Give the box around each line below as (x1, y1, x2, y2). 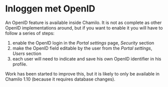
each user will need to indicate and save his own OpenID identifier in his (12, 55, 161, 61)
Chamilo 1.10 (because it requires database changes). (5, 76, 115, 82)
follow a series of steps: (5, 30, 55, 36)
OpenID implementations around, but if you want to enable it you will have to (5, 24, 163, 30)
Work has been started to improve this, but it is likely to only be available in (5, 70, 159, 76)
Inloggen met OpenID (5, 3, 95, 14)
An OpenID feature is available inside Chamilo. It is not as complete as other (5, 19, 162, 25)
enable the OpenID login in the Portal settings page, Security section (12, 39, 154, 45)
